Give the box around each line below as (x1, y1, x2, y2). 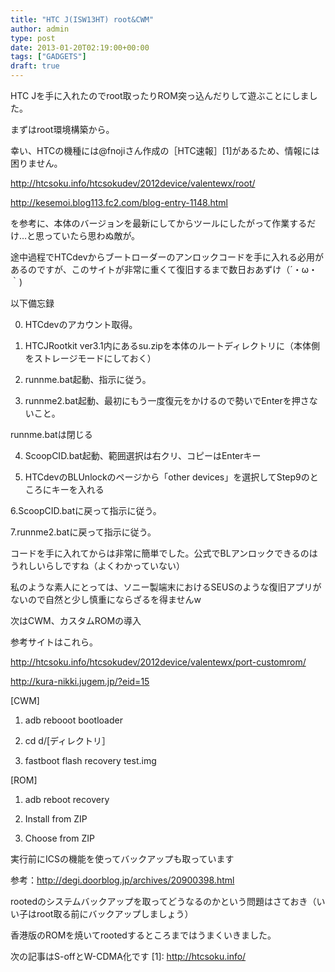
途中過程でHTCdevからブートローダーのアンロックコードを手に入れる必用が (10, 251, 325, 263)
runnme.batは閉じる (10, 429, 93, 440)
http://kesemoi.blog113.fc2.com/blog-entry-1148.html (10, 197, 229, 208)
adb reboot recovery (24, 794, 110, 805)
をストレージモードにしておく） (24, 352, 157, 364)
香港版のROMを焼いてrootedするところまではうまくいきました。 (10, 929, 277, 941)
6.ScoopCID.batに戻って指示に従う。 (10, 505, 162, 516)
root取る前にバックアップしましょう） (36, 908, 194, 920)
